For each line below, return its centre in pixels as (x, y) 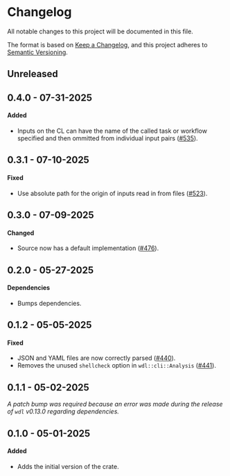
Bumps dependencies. (49, 303)
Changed (21, 233)
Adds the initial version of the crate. (68, 466)
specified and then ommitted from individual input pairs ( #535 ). (108, 138)
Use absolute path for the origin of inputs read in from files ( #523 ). (112, 193)
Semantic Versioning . (37, 52)
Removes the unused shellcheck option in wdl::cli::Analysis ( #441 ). (117, 366)
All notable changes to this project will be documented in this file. (100, 31)
